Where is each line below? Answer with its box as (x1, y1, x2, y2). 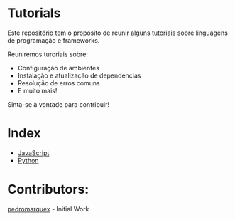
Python (17, 156, 39, 164)
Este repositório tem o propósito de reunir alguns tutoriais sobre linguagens (7, 28, 229, 37)
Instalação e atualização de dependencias (17, 71, 141, 80)
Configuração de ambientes (17, 63, 99, 72)
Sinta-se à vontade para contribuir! (7, 100, 110, 108)
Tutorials (7, 5, 61, 21)
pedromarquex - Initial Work (7, 204, 89, 213)
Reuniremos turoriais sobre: (7, 50, 89, 58)
